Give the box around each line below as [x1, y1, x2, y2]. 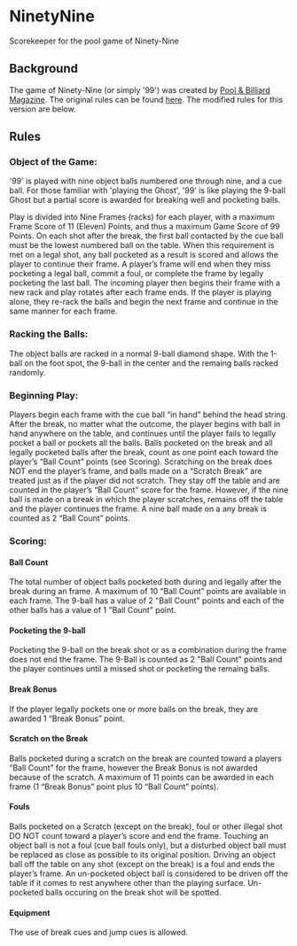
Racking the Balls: [9, 328, 89, 340]
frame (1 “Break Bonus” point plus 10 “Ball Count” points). [9, 781, 219, 792]
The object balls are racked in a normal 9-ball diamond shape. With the [9, 348, 269, 359]
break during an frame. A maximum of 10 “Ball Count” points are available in [9, 586, 286, 597]
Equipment [9, 907, 51, 918]
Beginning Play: [9, 389, 79, 401]
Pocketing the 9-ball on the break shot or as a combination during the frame [9, 645, 287, 655]
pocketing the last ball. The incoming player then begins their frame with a [9, 277, 281, 289]
